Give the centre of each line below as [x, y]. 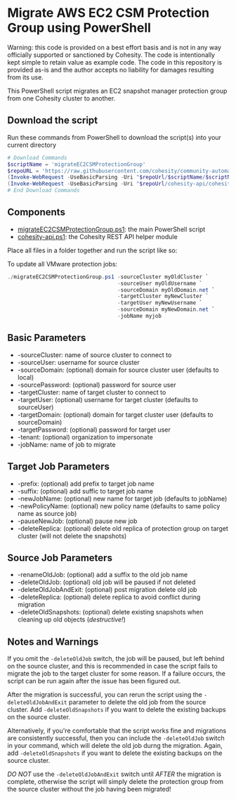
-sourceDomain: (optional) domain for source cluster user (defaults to [118, 370]
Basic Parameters [47, 338]
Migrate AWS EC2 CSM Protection [109, 13]
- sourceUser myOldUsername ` [159, 283]
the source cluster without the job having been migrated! [89, 789]
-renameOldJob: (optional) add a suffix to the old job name [103, 575]
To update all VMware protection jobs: [63, 264]
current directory [32, 145]
